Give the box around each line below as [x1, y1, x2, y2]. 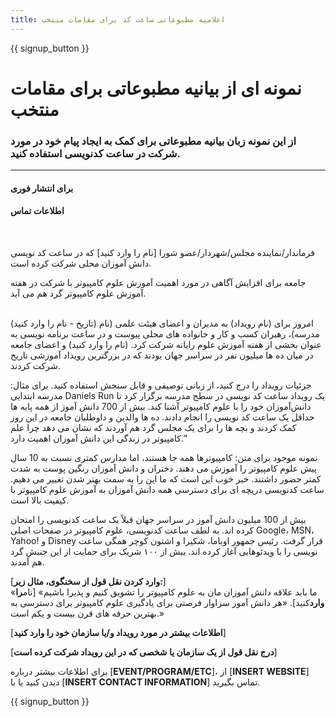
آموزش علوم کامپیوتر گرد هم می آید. [10, 287, 147, 299]
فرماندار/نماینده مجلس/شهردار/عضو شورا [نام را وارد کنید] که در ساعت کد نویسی [10, 246, 315, 258]
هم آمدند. [10, 556, 45, 568]
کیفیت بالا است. [10, 494, 70, 506]
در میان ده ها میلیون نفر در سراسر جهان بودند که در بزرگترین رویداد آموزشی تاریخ [10, 349, 314, 361]
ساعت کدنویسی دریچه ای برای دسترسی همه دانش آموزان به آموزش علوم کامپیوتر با [10, 483, 325, 495]
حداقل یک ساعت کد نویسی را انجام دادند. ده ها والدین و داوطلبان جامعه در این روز [10, 411, 315, 423]
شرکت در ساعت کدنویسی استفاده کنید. [10, 146, 181, 160]
